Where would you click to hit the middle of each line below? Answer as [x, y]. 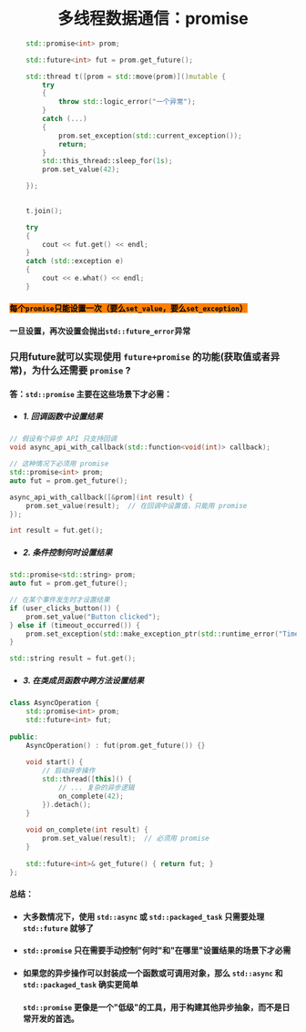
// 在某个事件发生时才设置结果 [60, 600]
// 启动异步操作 [69, 771]
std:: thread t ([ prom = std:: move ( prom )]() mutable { [126, 77]
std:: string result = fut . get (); [73, 659]
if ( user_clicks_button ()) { [65, 608]
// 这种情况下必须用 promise [59, 464]
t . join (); [45, 210]
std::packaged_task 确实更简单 [80, 984]
